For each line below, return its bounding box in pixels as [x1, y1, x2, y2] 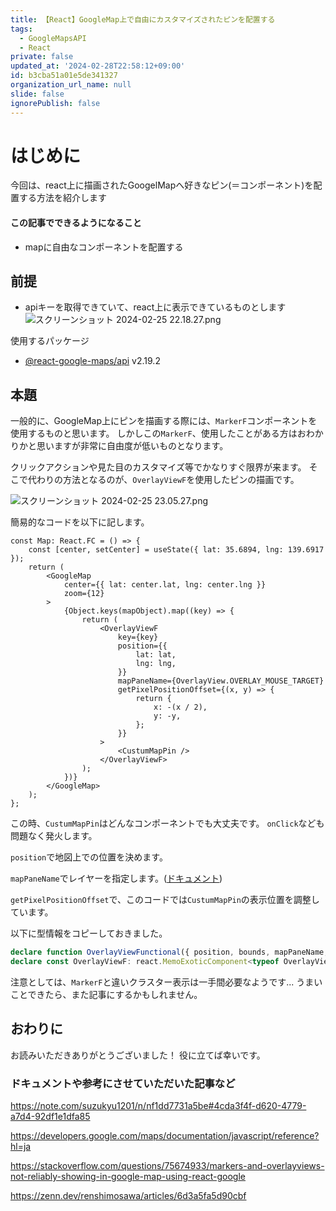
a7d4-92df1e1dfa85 [10, 1111, 91, 1123]
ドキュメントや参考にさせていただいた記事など [10, 1076, 236, 1090]
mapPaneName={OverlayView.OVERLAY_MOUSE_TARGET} [117, 676, 325, 686]
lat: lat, [135, 650, 177, 660]
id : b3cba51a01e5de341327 [10, 71, 118, 81]
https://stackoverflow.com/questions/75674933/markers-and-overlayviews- [10, 1160, 325, 1172]
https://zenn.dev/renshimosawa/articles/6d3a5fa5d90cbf [10, 1190, 247, 1202]
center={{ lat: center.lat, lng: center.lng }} [63, 580, 267, 590]
